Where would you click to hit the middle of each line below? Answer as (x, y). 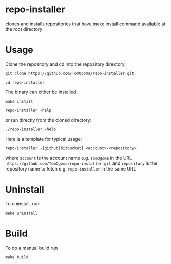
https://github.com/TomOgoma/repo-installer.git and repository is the (81, 163)
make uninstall (22, 213)
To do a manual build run (32, 248)
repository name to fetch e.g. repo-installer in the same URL (71, 168)
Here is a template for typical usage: (44, 139)
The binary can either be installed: (42, 92)
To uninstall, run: (23, 203)
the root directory (24, 29)
